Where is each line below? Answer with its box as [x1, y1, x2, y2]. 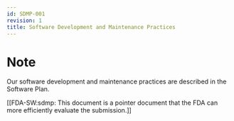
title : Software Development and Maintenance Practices [6, 23, 176, 30]
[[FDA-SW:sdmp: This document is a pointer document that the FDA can [6, 98, 218, 107]
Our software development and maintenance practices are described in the [6, 77, 227, 86]
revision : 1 [6, 17, 42, 24]
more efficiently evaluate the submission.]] [6, 106, 132, 115]
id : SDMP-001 [6, 10, 46, 18]
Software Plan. [6, 85, 50, 93]
